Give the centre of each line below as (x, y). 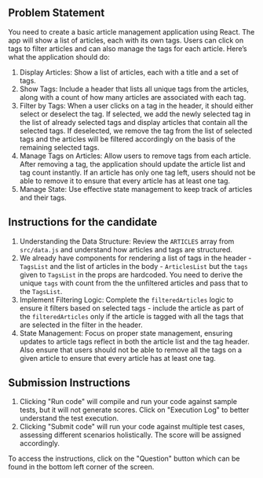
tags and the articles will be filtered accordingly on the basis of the (127, 139)
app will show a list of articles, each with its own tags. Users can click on (126, 40)
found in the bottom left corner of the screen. (81, 467)
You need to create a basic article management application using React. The (131, 31)
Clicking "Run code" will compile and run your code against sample (128, 402)
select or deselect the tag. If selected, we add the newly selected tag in (135, 114)
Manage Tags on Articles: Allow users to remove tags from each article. (135, 156)
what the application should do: (59, 57)
